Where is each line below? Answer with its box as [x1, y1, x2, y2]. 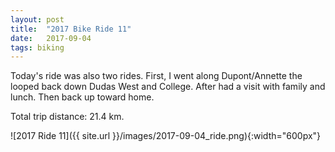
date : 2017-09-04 [10, 33, 92, 43]
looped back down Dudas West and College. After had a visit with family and [10, 81, 326, 93]
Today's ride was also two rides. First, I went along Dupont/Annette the [10, 70, 303, 82]
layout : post [10, 14, 65, 25]
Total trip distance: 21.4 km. [10, 111, 125, 123]
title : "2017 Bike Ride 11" [10, 24, 132, 34]
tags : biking [10, 42, 65, 53]
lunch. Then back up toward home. [10, 91, 155, 103]
